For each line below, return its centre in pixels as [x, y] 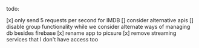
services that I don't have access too [52, 39]
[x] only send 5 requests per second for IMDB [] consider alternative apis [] [100, 20]
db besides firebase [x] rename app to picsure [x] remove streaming [91, 33]
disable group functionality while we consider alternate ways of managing [98, 27]
